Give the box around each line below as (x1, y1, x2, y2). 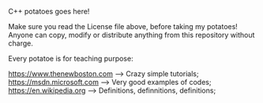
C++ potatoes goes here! (8, 7, 90, 16)
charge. (8, 39, 33, 48)
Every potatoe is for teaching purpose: (8, 54, 133, 63)
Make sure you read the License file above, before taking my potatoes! (8, 22, 239, 31)
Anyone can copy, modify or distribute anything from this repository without (8, 31, 255, 39)
